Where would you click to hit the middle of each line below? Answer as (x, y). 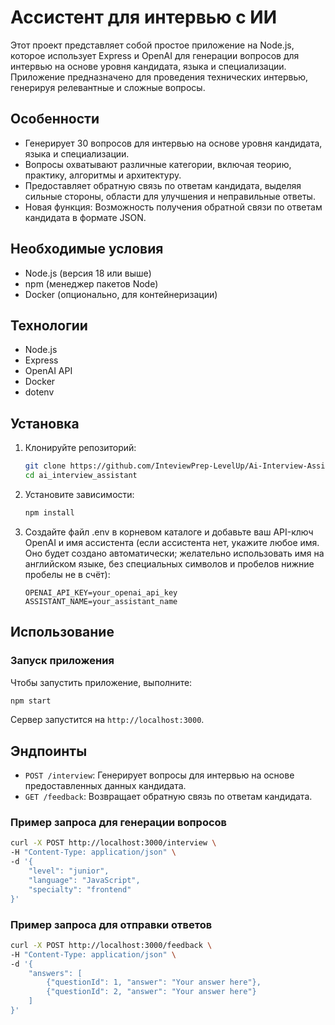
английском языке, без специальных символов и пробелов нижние (169, 563)
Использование (62, 632)
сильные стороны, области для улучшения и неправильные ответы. (170, 196)
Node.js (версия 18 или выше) (88, 273)
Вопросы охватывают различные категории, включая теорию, (158, 164)
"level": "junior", (69, 871)
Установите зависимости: (79, 494)
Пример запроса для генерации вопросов (119, 823)
